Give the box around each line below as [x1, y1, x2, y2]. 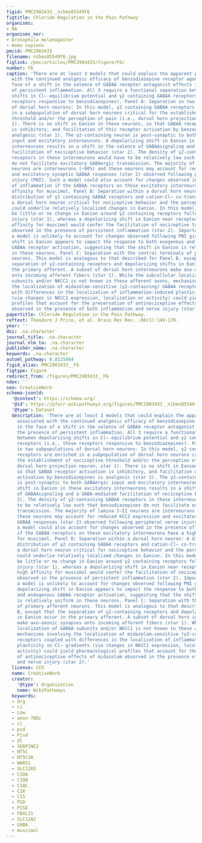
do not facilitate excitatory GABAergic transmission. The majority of [11, 160, 195, 166]
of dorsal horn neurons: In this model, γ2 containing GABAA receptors [11, 104, 195, 110]
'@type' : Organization [17, 681, 74, 687]
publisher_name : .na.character [6, 345, 85, 352]
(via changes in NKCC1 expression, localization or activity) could [11, 295, 187, 301]
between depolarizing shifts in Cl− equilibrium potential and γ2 [17, 435, 187, 441]
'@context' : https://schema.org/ [11, 396, 96, 402]
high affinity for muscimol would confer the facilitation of [17, 569, 176, 576]
